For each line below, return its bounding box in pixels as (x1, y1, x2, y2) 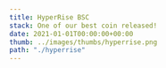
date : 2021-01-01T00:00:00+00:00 (9, 29, 134, 38)
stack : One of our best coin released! (9, 21, 158, 30)
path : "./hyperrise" (9, 46, 87, 55)
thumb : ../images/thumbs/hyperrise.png (9, 37, 158, 47)
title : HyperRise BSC (9, 12, 90, 22)
